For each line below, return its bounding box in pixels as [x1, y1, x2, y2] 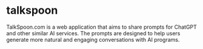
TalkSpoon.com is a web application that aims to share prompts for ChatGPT [6, 23, 197, 30]
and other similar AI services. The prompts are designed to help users [6, 29, 181, 36]
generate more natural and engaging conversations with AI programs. [6, 36, 180, 43]
